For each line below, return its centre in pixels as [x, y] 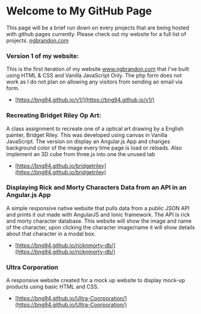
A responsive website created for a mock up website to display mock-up [96, 280]
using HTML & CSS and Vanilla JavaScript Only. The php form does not [94, 76]
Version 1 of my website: [43, 56]
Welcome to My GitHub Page [79, 11]
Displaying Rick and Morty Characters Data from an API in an [97, 187]
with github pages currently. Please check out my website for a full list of [96, 34]
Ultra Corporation [32, 267]
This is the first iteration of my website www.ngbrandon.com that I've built [98, 69]
